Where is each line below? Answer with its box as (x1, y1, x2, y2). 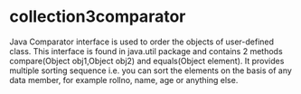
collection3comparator (9, 6, 186, 27)
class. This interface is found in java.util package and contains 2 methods (9, 45, 283, 56)
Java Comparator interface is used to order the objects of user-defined (9, 36, 274, 47)
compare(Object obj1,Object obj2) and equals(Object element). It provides (9, 55, 285, 66)
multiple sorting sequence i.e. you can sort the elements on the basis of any (9, 65, 292, 76)
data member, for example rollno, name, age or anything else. (9, 74, 239, 85)
